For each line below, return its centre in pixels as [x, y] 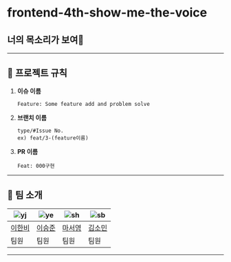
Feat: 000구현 [36, 166]
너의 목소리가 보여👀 [46, 40]
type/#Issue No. [40, 131]
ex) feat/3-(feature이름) [53, 138]
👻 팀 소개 [25, 195]
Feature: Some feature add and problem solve [83, 104]
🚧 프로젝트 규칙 [37, 73]
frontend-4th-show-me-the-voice [107, 13]
